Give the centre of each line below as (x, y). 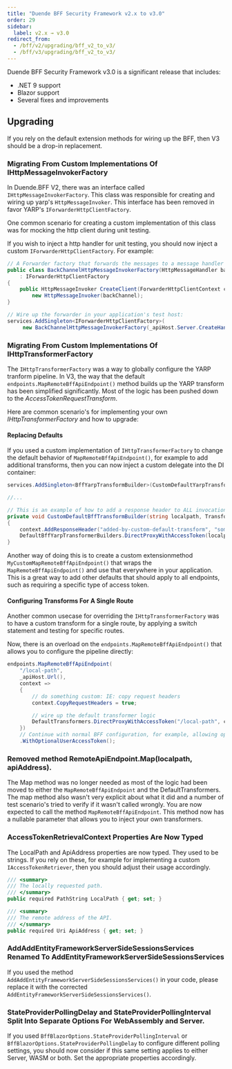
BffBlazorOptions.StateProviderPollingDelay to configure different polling (114, 1043)
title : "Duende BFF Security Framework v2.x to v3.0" (86, 13)
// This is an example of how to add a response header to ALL (100, 510)
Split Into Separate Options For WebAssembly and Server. (106, 1021)
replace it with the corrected (47, 987)
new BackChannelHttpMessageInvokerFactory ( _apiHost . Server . (110, 327)
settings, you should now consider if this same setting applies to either (108, 1051)
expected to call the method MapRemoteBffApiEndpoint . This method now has (116, 812)
